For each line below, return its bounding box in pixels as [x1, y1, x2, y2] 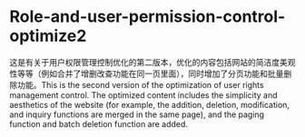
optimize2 [9, 25, 87, 46]
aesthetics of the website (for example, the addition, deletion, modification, [9, 99, 290, 110]
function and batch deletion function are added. [9, 118, 189, 129]
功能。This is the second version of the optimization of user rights [16, 79, 265, 90]
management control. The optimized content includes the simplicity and [9, 89, 279, 101]
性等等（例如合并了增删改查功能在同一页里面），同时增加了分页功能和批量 [9, 68, 284, 79]
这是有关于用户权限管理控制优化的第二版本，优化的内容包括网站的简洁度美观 [9, 56, 296, 67]
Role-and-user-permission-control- [9, 6, 286, 27]
